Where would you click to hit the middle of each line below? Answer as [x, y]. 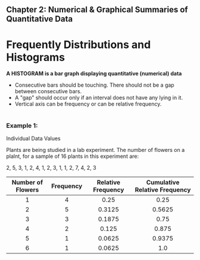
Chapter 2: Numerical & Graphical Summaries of [97, 10]
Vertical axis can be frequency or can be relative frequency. [88, 104]
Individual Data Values [33, 138]
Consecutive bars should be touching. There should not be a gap [94, 85]
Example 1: [22, 125]
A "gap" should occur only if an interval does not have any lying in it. [99, 98]
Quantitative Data [40, 19]
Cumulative [163, 182]
